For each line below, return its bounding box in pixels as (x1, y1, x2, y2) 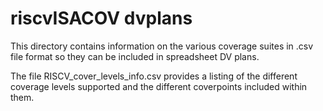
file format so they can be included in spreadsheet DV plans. (10, 50, 260, 62)
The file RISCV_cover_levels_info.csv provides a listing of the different (10, 70, 298, 82)
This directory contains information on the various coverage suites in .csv (10, 40, 314, 52)
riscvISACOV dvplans (10, 7, 193, 30)
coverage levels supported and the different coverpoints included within (10, 80, 308, 92)
